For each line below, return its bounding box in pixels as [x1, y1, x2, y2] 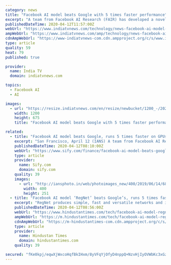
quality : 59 [5, 45, 31, 50]
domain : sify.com [18, 167, 56, 172]
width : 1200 [14, 110, 40, 116]
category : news [5, 7, 38, 13]
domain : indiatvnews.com [10, 73, 63, 79]
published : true [5, 54, 40, 60]
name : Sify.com [18, 162, 51, 168]
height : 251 [23, 191, 49, 196]
